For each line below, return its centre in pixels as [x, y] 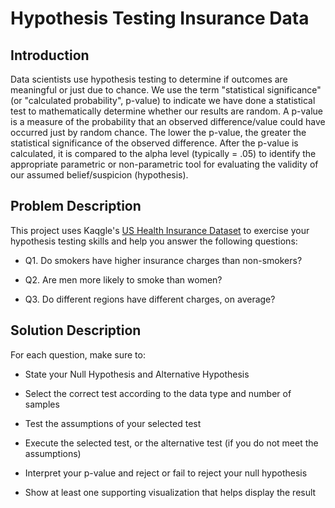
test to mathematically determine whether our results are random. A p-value [166, 111]
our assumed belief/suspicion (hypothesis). [99, 175]
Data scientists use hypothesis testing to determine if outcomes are [149, 79]
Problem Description [76, 206]
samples [42, 404]
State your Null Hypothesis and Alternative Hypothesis [137, 374]
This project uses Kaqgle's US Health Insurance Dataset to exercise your [160, 230]
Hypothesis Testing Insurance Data [160, 18]
